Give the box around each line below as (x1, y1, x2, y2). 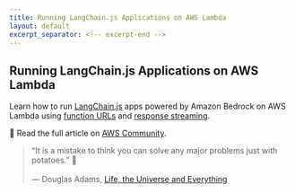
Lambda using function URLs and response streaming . (9, 110, 211, 121)
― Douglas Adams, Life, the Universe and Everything (30, 174, 228, 185)
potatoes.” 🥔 (30, 154, 78, 166)
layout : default (9, 22, 70, 31)
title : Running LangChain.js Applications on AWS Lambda (9, 13, 227, 22)
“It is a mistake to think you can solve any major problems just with (30, 145, 278, 156)
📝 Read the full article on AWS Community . (9, 127, 167, 139)
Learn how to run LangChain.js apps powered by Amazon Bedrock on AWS (9, 101, 286, 112)
